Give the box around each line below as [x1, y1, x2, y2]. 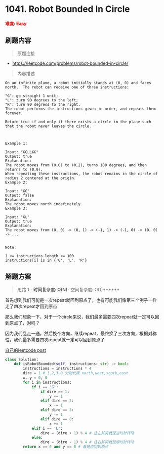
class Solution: [5, 357, 39, 362]
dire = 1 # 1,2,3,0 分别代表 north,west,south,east [23, 371, 128, 376]
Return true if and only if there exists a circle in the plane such [5, 119, 152, 124]
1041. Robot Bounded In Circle [5, 3, 130, 15]
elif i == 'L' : [31, 426, 63, 431]
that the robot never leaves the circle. [5, 124, 92, 129]
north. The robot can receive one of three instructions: [5, 85, 129, 90]
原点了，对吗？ [9, 320, 40, 326]
